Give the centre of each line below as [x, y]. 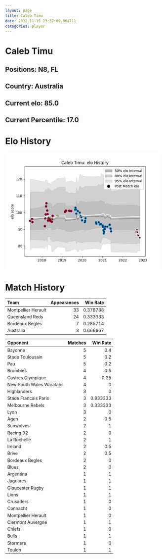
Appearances [65, 303]
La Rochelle [19, 439]
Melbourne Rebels [26, 405]
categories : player [25, 26]
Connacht [17, 508]
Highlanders [20, 392]
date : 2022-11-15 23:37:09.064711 [41, 21]
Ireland [14, 447]
